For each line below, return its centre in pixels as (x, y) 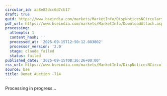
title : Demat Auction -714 (33, 74)
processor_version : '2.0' (37, 47)
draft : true (17, 14)
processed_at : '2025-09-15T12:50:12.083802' (56, 42)
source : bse (17, 70)
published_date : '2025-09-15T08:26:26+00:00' (53, 60)
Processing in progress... (31, 88)
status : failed (25, 56)
